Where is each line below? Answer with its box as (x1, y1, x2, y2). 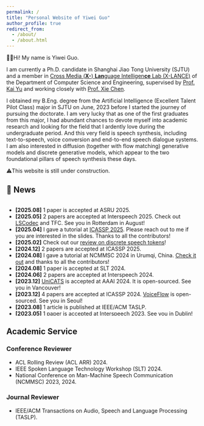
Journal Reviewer (6, 393, 60, 402)
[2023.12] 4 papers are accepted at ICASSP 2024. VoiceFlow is (15, 290, 175, 297)
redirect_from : (6, 26, 45, 32)
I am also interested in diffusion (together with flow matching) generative (6, 143, 189, 149)
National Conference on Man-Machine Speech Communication (15, 371, 174, 378)
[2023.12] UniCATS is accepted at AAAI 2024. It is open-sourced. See (15, 277, 192, 285)
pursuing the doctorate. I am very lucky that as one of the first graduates (6, 110, 189, 117)
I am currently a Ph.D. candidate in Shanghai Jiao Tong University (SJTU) (6, 66, 190, 73)
